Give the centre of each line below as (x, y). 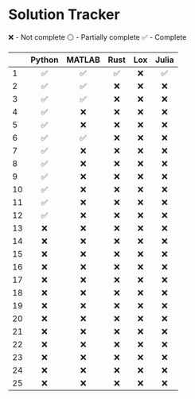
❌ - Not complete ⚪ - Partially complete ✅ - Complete (97, 37)
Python (45, 60)
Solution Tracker (64, 15)
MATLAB (84, 60)
